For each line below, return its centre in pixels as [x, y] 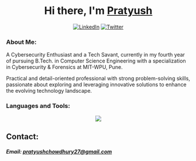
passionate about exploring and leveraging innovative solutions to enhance [97, 85]
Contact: [23, 136]
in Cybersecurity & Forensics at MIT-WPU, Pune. [64, 67]
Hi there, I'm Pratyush [98, 11]
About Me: [21, 42]
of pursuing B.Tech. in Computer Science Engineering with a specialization [96, 61]
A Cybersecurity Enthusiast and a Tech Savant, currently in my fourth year [96, 55]
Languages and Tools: [38, 106]
